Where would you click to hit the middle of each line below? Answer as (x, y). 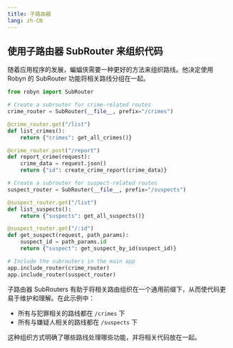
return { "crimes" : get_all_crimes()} (76, 137)
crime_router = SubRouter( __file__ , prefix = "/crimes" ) (90, 112)
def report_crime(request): (49, 157)
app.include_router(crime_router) (59, 268)
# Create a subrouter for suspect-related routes (83, 183)
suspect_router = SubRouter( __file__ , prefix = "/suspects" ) (97, 189)
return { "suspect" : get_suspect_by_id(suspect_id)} (98, 249)
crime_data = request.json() (63, 164)
